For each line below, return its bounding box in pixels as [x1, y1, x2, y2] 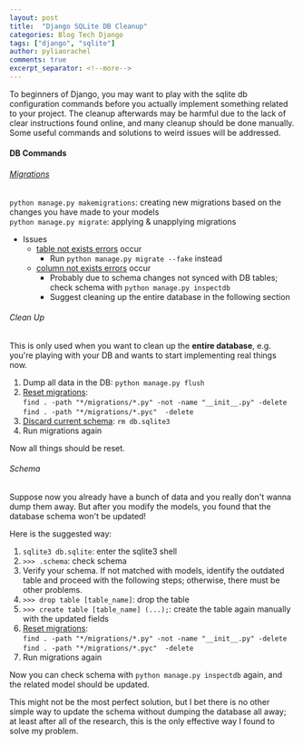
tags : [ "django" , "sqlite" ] [9, 38, 116, 48]
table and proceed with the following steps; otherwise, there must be [22, 575, 280, 585]
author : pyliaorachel [9, 47, 92, 56]
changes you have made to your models [9, 206, 160, 218]
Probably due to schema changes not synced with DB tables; [49, 272, 279, 283]
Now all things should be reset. [9, 442, 125, 453]
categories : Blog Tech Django [9, 30, 124, 39]
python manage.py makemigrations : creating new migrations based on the [9, 197, 282, 208]
